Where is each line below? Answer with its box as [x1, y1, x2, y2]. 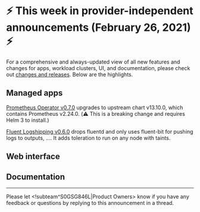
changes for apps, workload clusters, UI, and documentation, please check [6, 64, 190, 71]
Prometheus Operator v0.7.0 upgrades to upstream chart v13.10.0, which [6, 104, 183, 111]
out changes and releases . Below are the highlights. [6, 71, 133, 78]
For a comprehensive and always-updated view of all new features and [6, 58, 180, 65]
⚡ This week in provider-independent [6, 4, 193, 18]
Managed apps [6, 88, 63, 98]
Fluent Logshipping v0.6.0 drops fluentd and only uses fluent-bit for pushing [6, 128, 193, 135]
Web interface [6, 151, 61, 162]
